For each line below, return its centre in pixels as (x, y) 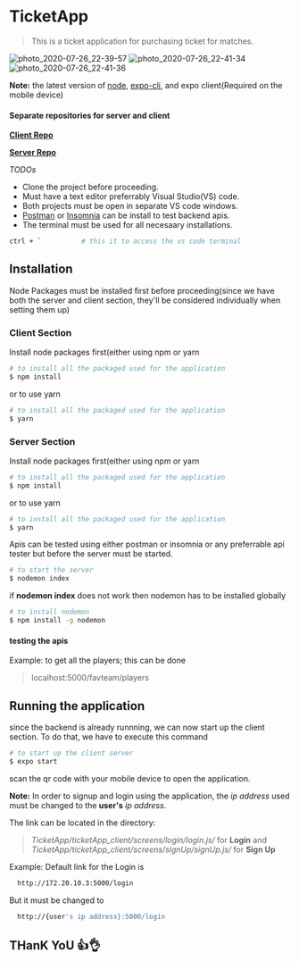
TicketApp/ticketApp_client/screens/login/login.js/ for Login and (149, 840)
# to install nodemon (50, 612)
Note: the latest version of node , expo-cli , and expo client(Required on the (146, 85)
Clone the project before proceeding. (90, 187)
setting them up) (39, 309)
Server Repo (33, 153)
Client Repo (31, 135)
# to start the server (51, 570)
